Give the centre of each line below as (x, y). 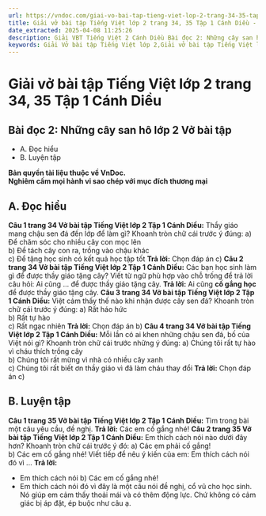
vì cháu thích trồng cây (46, 351)
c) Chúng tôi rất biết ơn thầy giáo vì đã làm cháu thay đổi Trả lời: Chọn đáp (130, 368)
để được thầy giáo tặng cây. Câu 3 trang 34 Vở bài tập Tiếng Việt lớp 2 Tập (131, 292)
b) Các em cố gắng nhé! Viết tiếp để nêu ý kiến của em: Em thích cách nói (129, 454)
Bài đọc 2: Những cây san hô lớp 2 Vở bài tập (120, 130)
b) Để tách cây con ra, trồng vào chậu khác (79, 250)
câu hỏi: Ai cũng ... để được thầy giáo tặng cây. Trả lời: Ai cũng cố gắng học (132, 284)
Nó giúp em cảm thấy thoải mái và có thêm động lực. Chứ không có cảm (138, 495)
